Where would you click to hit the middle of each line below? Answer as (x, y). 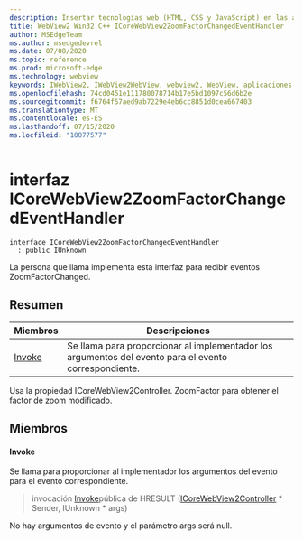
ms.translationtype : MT (54, 110)
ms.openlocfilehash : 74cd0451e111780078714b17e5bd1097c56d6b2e (131, 93)
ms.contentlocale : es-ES (56, 118)
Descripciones (178, 331)
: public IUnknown (52, 250)
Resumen (37, 305)
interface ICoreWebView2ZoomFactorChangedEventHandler (115, 242)
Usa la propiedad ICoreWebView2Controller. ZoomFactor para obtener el (144, 390)
